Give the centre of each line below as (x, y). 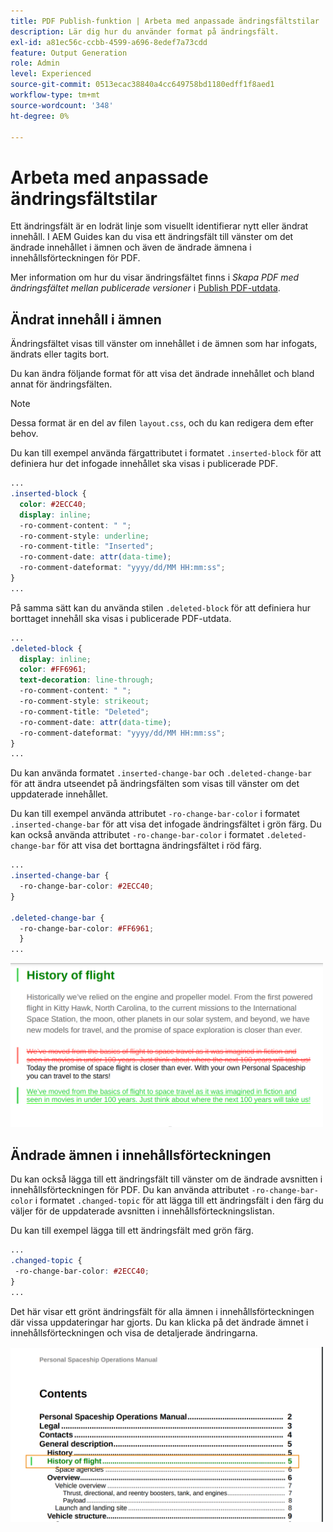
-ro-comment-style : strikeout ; (84, 701)
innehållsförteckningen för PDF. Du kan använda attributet (130, 1190)
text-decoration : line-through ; (87, 680)
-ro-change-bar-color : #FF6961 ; (87, 928)
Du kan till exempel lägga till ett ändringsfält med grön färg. (132, 1231)
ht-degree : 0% (40, 116)
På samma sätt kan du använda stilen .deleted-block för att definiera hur (161, 607)
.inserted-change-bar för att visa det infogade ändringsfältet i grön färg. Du (166, 824)
